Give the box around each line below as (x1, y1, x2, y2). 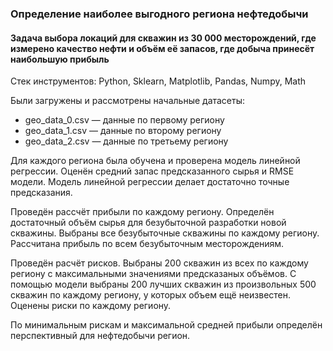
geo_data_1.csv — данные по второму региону (24, 125, 222, 137)
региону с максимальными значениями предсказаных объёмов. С (10, 268, 297, 280)
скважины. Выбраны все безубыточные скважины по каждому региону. (10, 227, 320, 239)
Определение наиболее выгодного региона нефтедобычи (10, 7, 309, 21)
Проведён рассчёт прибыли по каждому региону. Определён (10, 206, 275, 218)
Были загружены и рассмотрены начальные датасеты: (10, 95, 246, 107)
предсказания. (10, 187, 73, 199)
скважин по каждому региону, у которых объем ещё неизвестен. (10, 289, 292, 301)
